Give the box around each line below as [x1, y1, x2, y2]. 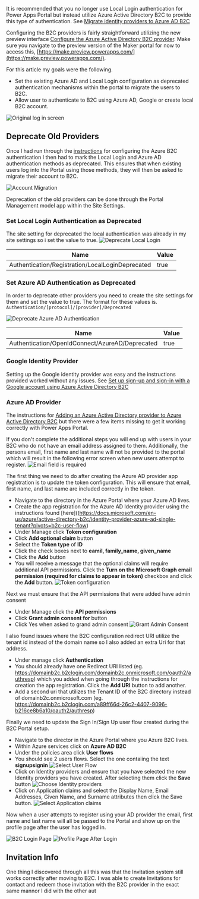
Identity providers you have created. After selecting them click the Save [14, 774, 191, 781]
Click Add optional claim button [14, 535, 93, 542]
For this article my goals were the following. [6, 66, 113, 73]
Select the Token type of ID [14, 541, 83, 548]
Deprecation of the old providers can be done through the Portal [6, 196, 163, 203]
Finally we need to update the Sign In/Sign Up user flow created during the [6, 719, 189, 725]
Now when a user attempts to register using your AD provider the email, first [6, 811, 193, 818]
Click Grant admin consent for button [14, 615, 108, 621]
